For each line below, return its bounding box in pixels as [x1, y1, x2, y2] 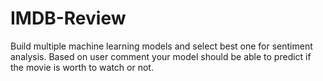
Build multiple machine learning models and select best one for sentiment [10, 40, 313, 52]
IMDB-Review [10, 7, 127, 30]
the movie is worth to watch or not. [10, 61, 154, 73]
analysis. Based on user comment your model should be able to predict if [10, 50, 312, 62]
